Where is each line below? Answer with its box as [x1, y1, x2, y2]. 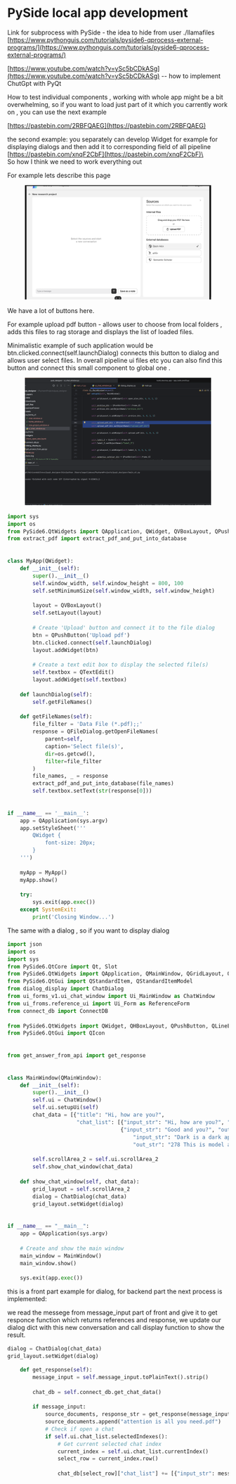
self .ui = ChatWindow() [32, 1096, 102, 1104]
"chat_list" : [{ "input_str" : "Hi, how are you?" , [76, 1118, 225, 1126]
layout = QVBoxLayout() [32, 602, 102, 609]
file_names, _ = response [32, 772, 109, 780]
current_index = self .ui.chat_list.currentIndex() [57, 1447, 209, 1455]
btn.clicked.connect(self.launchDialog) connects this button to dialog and [7, 348, 219, 357]
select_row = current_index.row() [57, 1455, 159, 1462]
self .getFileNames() [32, 698, 93, 705]
